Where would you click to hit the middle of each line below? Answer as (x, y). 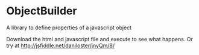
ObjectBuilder (42, 11)
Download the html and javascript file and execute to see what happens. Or (99, 39)
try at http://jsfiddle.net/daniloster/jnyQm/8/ (61, 45)
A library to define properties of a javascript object (69, 27)
